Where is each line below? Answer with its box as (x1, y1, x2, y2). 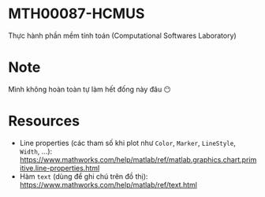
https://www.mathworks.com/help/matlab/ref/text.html (19, 180, 197, 189)
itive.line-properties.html (19, 163, 100, 173)
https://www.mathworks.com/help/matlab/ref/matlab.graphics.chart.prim (19, 154, 257, 164)
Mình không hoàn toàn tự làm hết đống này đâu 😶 (8, 84, 171, 94)
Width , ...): (19, 147, 53, 156)
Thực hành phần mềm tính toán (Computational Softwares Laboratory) (8, 31, 237, 40)
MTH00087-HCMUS (8, 5, 145, 23)
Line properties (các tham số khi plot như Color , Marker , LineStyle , (19, 138, 237, 147)
